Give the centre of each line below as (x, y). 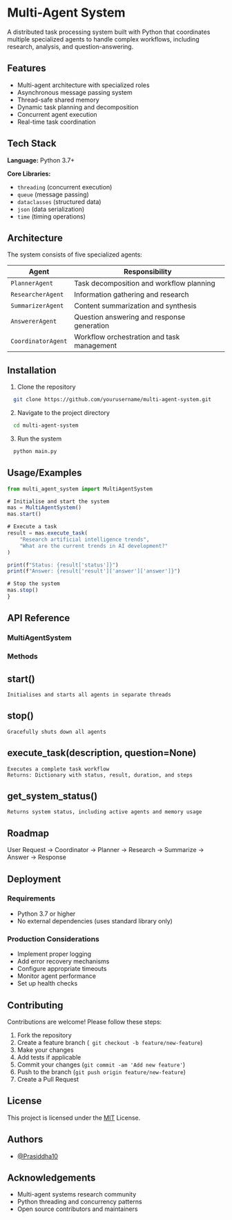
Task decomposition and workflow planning (144, 284)
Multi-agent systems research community (77, 1194)
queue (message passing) (53, 194)
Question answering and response (129, 317)
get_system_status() (52, 796)
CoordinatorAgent (39, 341)
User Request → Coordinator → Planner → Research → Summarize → (106, 850)
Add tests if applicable (49, 1057)
